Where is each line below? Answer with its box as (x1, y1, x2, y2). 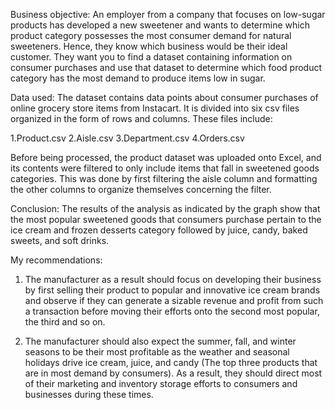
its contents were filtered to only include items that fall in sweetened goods (10, 162, 320, 174)
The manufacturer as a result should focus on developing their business (24, 274, 322, 285)
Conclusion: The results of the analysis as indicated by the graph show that (10, 203, 321, 214)
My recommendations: (10, 254, 103, 266)
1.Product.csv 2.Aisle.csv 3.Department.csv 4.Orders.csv (10, 132, 245, 144)
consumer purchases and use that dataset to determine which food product (10, 62, 323, 73)
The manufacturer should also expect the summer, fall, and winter (24, 335, 297, 347)
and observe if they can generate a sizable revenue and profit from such (24, 295, 324, 306)
